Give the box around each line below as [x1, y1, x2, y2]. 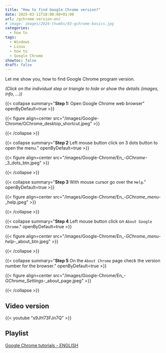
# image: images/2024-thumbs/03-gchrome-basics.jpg [5, 21, 114, 26]
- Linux [9, 44, 26, 49]
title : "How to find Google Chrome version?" [5, 7, 101, 12]
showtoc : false [5, 58, 37, 63]
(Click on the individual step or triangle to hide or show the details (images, [5, 86, 159, 92]
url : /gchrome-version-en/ [5, 16, 61, 21]
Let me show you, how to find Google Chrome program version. [5, 76, 135, 82]
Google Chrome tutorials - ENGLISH [5, 342, 78, 348]
